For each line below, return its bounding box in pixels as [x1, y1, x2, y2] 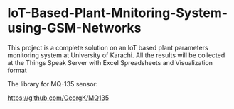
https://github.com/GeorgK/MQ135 [7, 93, 110, 102]
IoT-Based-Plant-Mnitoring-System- [7, 5, 228, 21]
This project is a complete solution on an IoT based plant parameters [7, 43, 208, 52]
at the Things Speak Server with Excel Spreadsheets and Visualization [7, 58, 213, 67]
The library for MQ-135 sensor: [7, 79, 98, 88]
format [7, 66, 27, 74]
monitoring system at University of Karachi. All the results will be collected [7, 51, 225, 59]
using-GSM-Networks [7, 20, 142, 36]
